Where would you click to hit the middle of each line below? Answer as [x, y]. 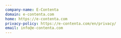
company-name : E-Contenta [32, 10]
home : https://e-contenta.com [36, 19]
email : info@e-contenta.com [34, 28]
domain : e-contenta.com [30, 14]
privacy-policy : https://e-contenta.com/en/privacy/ [61, 23]
